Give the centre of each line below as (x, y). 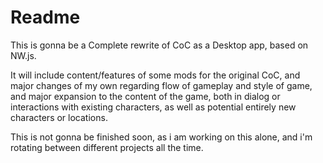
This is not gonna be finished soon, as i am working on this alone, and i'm (161, 137)
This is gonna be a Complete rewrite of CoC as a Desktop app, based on (159, 45)
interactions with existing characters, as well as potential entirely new (153, 107)
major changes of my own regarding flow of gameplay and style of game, (161, 85)
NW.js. (23, 55)
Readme (45, 17)
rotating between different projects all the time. (107, 147)
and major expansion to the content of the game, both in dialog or (145, 96)
